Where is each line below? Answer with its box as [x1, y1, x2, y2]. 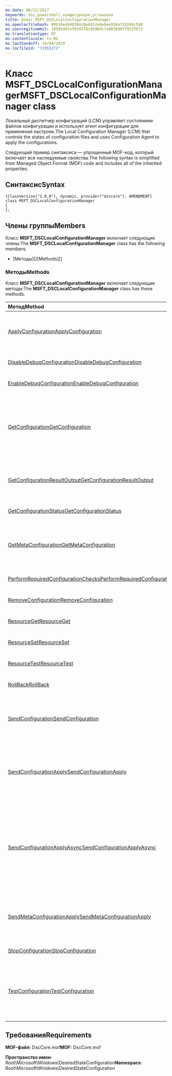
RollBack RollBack [8, 681, 50, 688]
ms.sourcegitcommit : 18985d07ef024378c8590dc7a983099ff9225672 [5, 27, 143, 32]
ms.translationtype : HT [5, 31, 56, 36]
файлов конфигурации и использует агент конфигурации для [5, 123, 139, 129]
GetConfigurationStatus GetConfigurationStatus [8, 507, 122, 514]
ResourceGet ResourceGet [8, 617, 71, 625]
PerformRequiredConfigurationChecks [8, 575, 101, 583]
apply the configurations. [5, 139, 58, 145]
